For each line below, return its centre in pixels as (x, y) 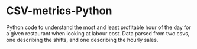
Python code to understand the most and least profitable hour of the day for (98, 27)
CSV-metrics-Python (59, 11)
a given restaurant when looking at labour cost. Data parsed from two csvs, (98, 33)
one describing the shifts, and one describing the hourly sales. (82, 40)
